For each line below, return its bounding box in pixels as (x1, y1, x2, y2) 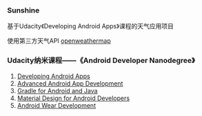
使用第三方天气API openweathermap (7, 37, 112, 45)
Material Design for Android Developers (17, 94, 130, 102)
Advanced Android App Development (17, 79, 123, 88)
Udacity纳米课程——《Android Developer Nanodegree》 (7, 56, 195, 66)
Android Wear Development (17, 101, 97, 109)
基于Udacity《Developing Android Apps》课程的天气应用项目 (7, 22, 174, 30)
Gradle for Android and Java (17, 86, 98, 95)
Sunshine (7, 6, 40, 15)
